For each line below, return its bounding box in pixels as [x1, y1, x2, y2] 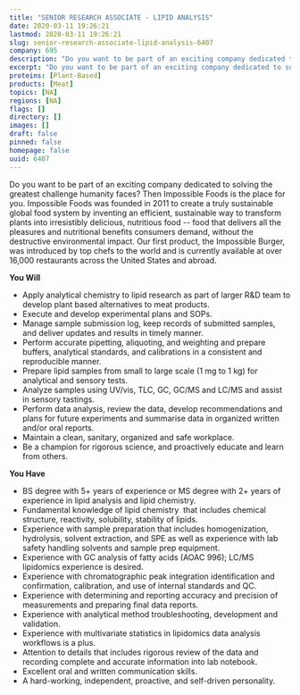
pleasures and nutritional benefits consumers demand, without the [9, 226, 254, 237]
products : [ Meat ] [9, 80, 74, 88]
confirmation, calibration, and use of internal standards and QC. [21, 580, 257, 590]
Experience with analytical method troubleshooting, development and [21, 608, 279, 619]
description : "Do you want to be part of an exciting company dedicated [9, 54, 286, 63]
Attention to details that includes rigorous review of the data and [21, 647, 259, 657]
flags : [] [9, 105, 46, 113]
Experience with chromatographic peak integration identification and [21, 571, 275, 582]
